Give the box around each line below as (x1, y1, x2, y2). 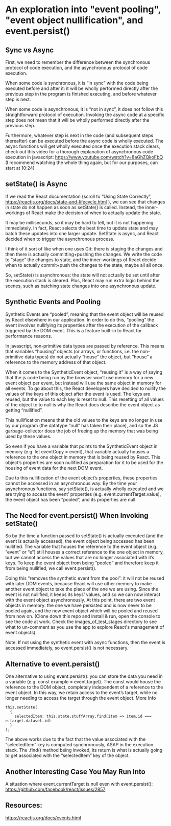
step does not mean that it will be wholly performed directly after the (5, 117, 150, 123)
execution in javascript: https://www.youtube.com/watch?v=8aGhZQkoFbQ (5, 154, 163, 160)
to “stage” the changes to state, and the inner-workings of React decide (5, 257, 157, 263)
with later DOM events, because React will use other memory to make (5, 581, 152, 587)
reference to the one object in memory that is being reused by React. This (5, 454, 161, 460)
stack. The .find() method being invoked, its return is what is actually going (5, 747, 163, 753)
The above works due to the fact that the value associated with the (5, 736, 146, 742)
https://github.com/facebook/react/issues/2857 (5, 786, 106, 793)
